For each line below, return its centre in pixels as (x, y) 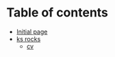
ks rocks (28, 38)
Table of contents (57, 13)
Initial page (32, 32)
